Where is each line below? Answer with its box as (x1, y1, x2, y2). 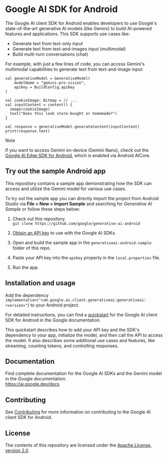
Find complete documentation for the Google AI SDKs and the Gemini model (5, 370, 162, 377)
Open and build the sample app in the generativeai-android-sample (12, 239, 151, 245)
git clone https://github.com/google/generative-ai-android (12, 221, 140, 226)
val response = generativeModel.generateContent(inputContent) (5, 124, 140, 129)
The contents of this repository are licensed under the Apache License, (5, 442, 152, 448)
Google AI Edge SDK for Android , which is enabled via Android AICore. (5, 152, 151, 159)
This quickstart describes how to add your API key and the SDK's (5, 327, 139, 333)
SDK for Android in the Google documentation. (5, 317, 101, 323)
